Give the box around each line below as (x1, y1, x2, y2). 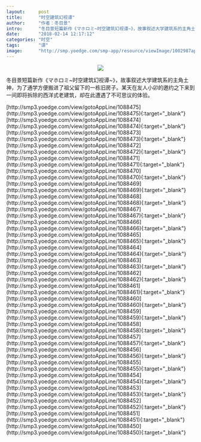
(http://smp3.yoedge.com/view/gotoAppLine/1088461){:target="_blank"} (6, 288, 185, 295)
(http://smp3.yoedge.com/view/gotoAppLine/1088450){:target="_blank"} (6, 429, 187, 436)
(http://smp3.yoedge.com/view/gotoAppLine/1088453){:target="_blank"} (6, 390, 187, 398)
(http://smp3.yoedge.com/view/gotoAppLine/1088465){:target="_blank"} (6, 237, 187, 244)
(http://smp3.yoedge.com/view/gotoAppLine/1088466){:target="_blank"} (6, 225, 187, 232)
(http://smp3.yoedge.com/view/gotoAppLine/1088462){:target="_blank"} (6, 276, 187, 283)
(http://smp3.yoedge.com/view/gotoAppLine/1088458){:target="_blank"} (6, 327, 187, 334)
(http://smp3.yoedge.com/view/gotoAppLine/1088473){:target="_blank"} (6, 135, 186, 142)
